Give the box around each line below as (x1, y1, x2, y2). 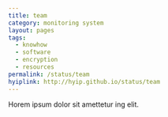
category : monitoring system (8, 19, 104, 27)
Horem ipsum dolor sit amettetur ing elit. (8, 100, 140, 109)
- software (15, 48, 51, 56)
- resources (15, 63, 55, 71)
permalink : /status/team (8, 70, 90, 78)
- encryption (15, 56, 58, 64)
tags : (8, 33, 26, 42)
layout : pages (8, 26, 55, 34)
